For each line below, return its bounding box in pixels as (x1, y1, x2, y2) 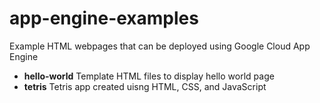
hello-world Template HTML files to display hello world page (23, 70, 275, 82)
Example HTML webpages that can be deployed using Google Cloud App (9, 40, 311, 52)
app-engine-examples (9, 7, 199, 30)
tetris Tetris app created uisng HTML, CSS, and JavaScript (23, 80, 267, 92)
